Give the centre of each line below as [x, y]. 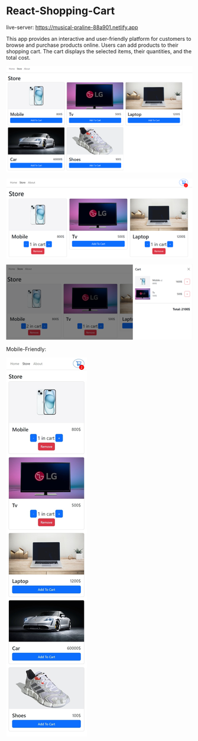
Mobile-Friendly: [26, 349]
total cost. [18, 57]
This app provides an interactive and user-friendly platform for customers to [99, 38]
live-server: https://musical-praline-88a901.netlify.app [72, 27]
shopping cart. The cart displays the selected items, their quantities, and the [99, 51]
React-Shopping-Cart [61, 11]
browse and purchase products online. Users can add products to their [92, 45]
